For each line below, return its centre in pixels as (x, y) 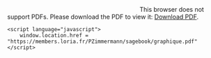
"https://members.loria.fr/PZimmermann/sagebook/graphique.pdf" (102, 41)
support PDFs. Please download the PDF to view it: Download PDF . (103, 17)
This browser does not (171, 9)
